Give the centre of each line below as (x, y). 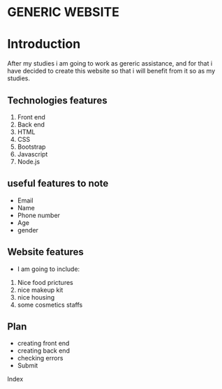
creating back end (43, 351)
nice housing (36, 297)
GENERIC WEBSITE (64, 12)
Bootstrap (31, 147)
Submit (28, 366)
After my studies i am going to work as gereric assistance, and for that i (110, 64)
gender (28, 230)
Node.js (29, 161)
